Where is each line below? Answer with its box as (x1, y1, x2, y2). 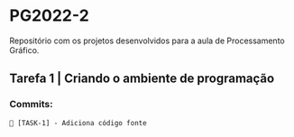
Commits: (9, 98, 53, 111)
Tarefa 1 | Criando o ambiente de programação (9, 71, 275, 87)
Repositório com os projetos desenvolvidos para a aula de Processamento (9, 35, 286, 46)
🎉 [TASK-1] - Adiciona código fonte (9, 118, 147, 127)
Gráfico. (9, 44, 40, 55)
